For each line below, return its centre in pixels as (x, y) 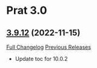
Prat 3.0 (27, 11)
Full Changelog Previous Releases (49, 47)
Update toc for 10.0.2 (41, 59)
